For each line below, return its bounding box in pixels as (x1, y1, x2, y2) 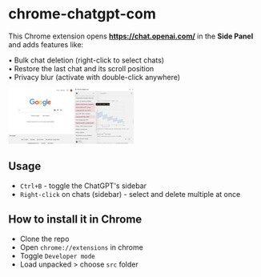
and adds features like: (8, 39, 84, 49)
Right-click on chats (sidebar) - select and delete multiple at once (19, 189, 241, 199)
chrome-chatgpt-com (8, 5, 156, 23)
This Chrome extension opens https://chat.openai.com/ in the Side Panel (8, 31, 254, 41)
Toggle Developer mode (19, 251, 96, 260)
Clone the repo (19, 234, 70, 243)
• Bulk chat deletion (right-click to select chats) (8, 55, 165, 65)
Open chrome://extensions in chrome (19, 242, 144, 252)
